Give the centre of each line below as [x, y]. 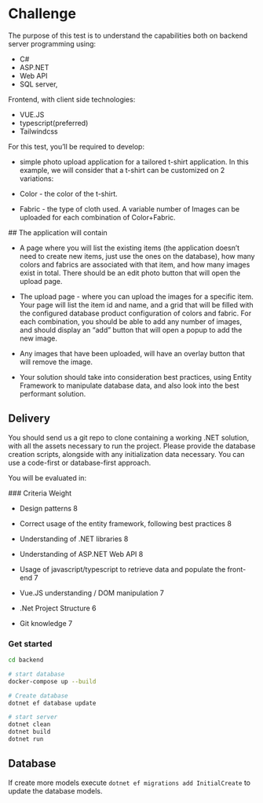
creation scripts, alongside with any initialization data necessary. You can [126, 454]
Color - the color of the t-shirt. [68, 193]
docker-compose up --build [52, 681]
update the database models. [55, 790]
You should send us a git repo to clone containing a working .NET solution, [129, 437]
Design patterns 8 [49, 508]
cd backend [26, 660]
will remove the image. [56, 362]
